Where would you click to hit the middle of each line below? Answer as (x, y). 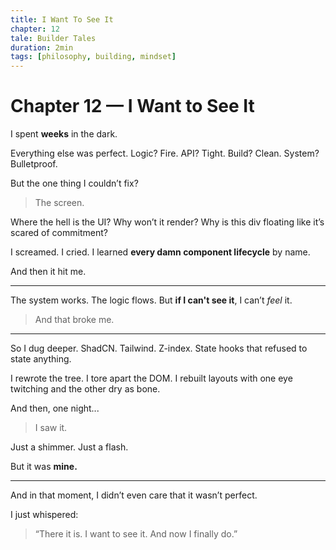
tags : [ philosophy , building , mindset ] (93, 57)
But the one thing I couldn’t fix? (74, 183)
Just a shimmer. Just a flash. (69, 447)
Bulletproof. (34, 164)
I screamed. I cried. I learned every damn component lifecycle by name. (160, 252)
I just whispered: (44, 515)
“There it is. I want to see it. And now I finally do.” (136, 534)
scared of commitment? (59, 233)
